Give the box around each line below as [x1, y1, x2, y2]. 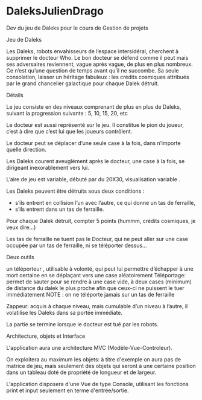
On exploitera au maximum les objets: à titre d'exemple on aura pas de [6, 355, 181, 363]
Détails [6, 91, 24, 98]
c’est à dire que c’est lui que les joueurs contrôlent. [6, 127, 133, 135]
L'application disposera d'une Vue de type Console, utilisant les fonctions [6, 380, 189, 387]
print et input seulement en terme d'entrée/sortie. [6, 387, 129, 394]
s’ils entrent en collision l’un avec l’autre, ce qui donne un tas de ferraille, [14, 199, 196, 206]
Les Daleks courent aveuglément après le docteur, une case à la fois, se [6, 157, 185, 164]
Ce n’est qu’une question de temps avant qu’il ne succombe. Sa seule [6, 66, 179, 74]
